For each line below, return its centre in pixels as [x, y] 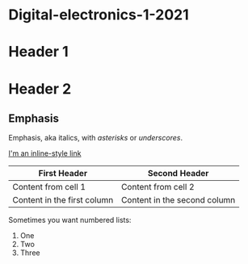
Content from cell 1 [49, 187]
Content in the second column [178, 200]
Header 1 [38, 52]
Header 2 [40, 88]
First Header [63, 174]
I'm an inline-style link [45, 153]
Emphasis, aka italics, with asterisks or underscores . [96, 138]
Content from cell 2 [158, 187]
